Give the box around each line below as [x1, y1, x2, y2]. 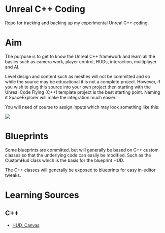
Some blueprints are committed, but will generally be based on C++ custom [5, 147, 159, 153]
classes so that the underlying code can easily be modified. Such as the [5, 152, 151, 158]
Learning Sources [5, 190, 79, 200]
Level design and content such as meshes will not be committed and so [5, 73, 150, 79]
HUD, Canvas [12, 222, 40, 228]
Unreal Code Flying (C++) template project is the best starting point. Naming [5, 89, 161, 95]
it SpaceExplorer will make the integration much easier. [5, 94, 117, 100]
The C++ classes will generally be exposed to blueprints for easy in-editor [5, 167, 156, 173]
